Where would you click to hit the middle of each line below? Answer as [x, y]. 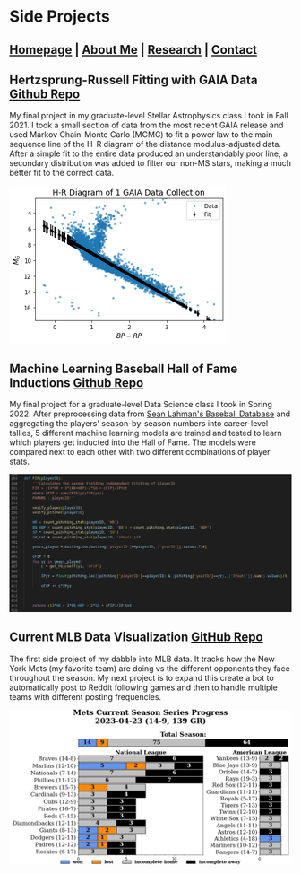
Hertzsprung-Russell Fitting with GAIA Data [133, 79]
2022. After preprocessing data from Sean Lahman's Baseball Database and [150, 414]
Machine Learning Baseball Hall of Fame [124, 368]
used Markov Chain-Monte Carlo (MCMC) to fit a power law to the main [141, 135]
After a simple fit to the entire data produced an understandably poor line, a [149, 153]
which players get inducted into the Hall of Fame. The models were [133, 442]
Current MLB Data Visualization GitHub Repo [136, 638]
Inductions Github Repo [77, 383]
